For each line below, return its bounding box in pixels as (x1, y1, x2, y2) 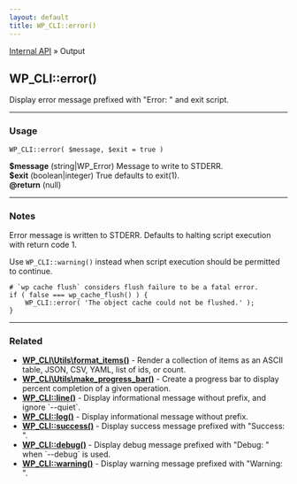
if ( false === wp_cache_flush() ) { (9, 290, 148, 299)
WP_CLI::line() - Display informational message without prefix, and (21, 393, 267, 403)
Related (9, 334, 43, 347)
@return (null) (9, 179, 62, 190)
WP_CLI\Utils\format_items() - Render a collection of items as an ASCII (21, 355, 284, 365)
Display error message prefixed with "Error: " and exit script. (9, 95, 230, 105)
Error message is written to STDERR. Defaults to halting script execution (9, 229, 271, 240)
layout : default (9, 12, 69, 22)
